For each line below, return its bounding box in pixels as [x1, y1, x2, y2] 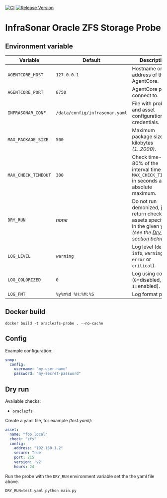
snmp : [5, 357, 16, 362]
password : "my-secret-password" [14, 371, 81, 376]
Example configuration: [5, 347, 53, 353]
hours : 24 [14, 464, 35, 469]
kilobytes [132, 140, 153, 146]
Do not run [132, 198, 157, 204]
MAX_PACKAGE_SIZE [7, 137, 49, 142]
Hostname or [132, 65, 163, 72]
